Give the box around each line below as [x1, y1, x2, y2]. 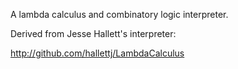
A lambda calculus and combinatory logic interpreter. [10, 9, 229, 20]
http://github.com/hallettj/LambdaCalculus [10, 47, 185, 59]
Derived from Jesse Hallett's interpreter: [10, 28, 177, 39]
